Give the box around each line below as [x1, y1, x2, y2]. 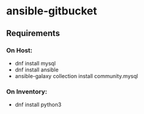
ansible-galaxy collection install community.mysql [14, 72, 138, 79]
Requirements [6, 28, 60, 38]
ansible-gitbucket [6, 4, 97, 18]
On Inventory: [6, 87, 47, 95]
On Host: [6, 46, 33, 55]
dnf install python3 [14, 101, 62, 109]
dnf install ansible [14, 66, 59, 73]
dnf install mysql [14, 59, 56, 67]
